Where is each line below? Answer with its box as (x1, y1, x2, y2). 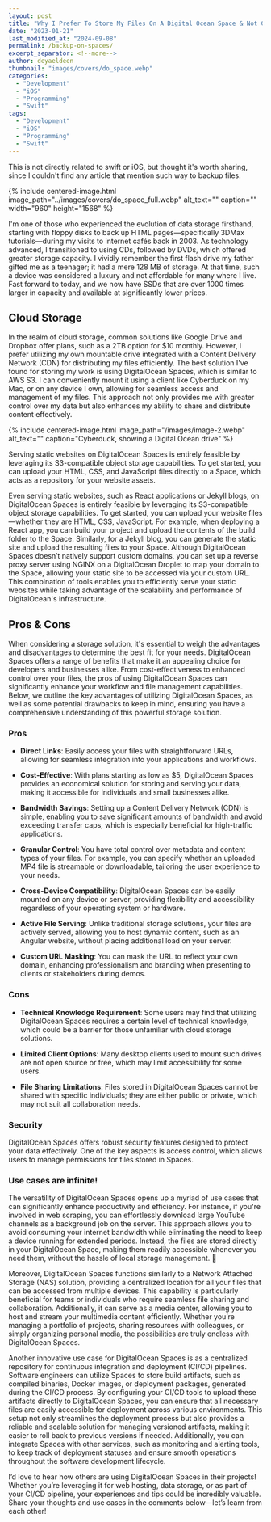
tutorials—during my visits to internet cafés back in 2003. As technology (8, 236, 249, 246)
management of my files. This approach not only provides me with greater (8, 393, 255, 403)
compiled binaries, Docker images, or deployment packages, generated (8, 1379, 247, 1389)
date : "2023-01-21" (8, 27, 74, 35)
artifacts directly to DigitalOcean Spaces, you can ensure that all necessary (8, 1396, 259, 1406)
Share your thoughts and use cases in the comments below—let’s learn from (8, 1498, 262, 1507)
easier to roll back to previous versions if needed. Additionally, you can (8, 1431, 244, 1440)
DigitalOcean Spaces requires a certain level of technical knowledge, (19, 1016, 250, 1026)
